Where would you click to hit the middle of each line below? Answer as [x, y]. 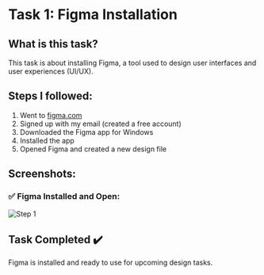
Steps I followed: [50, 96]
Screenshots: [42, 174]
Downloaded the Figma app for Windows [86, 132]
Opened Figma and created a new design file [93, 149]
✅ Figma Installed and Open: [64, 197]
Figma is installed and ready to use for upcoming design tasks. [111, 262]
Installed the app [47, 140]
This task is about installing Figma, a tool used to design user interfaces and [132, 63]
